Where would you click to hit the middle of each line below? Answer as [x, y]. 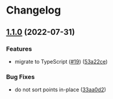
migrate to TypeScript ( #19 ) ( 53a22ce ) [61, 61]
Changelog [34, 10]
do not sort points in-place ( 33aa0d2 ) [60, 90]
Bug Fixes [21, 77]
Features [19, 49]
